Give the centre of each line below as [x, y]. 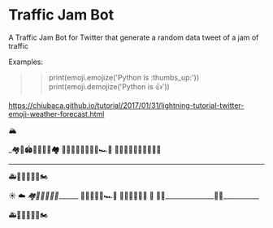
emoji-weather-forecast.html [56, 114]
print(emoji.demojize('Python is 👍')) [109, 86]
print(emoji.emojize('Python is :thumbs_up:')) [124, 77]
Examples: [26, 62]
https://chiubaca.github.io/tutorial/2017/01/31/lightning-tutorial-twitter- [126, 105]
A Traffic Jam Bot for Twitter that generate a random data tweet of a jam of [134, 37]
